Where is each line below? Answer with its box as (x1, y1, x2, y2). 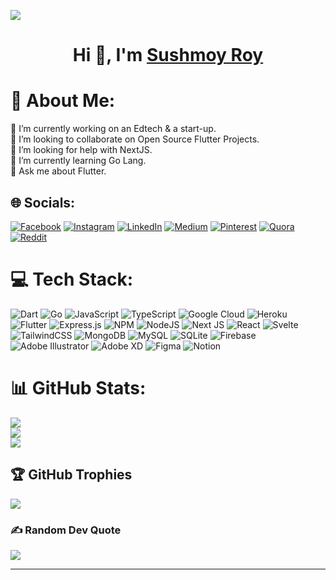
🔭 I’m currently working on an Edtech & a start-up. (10, 123, 217, 135)
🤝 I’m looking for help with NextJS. (10, 144, 153, 156)
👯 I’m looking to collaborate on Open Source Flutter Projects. (10, 133, 260, 145)
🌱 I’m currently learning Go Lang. (10, 155, 147, 167)
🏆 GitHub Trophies (10, 466, 133, 484)
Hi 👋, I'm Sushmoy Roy (72, 44, 264, 67)
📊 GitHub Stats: (10, 377, 147, 400)
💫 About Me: (10, 90, 116, 112)
